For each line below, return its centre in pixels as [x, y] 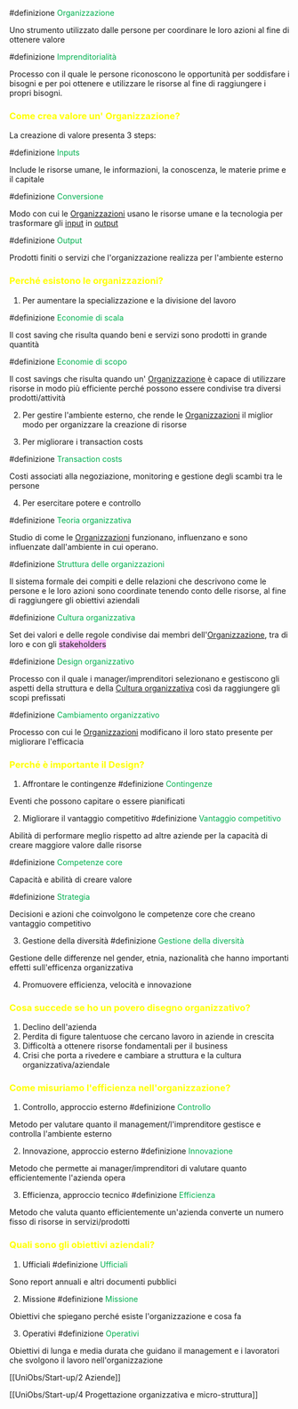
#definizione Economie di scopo [68, 361]
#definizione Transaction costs [66, 458]
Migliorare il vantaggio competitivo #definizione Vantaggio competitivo [152, 818]
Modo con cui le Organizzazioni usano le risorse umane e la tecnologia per [146, 214]
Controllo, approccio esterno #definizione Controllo [117, 1107]
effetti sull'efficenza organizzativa [71, 967]
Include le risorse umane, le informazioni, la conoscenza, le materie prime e [148, 170]
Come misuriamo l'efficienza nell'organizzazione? [120, 1088]
